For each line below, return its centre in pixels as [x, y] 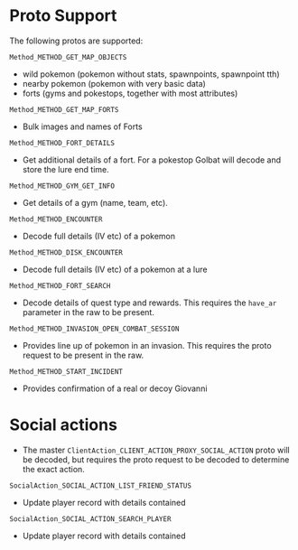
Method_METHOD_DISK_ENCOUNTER [66, 252]
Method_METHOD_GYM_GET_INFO [62, 186]
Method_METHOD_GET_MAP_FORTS [64, 109]
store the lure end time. [66, 169]
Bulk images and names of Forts [82, 126]
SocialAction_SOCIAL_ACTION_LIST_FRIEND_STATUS [101, 485]
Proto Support [63, 16]
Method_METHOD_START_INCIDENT [66, 371]
